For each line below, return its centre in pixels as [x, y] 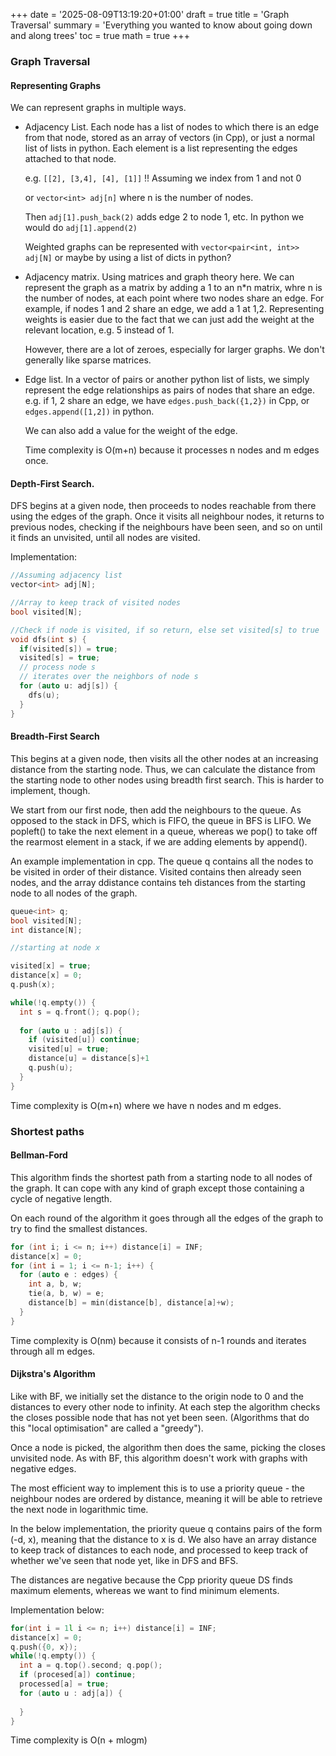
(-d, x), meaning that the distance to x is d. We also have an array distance [163, 1539]
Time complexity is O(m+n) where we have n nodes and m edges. [146, 1105]
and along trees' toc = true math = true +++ [100, 35]
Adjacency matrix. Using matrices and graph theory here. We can [159, 277]
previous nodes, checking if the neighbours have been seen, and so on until [166, 527]
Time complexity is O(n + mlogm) [79, 1740]
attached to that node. [70, 159]
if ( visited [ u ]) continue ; [84, 1040]
